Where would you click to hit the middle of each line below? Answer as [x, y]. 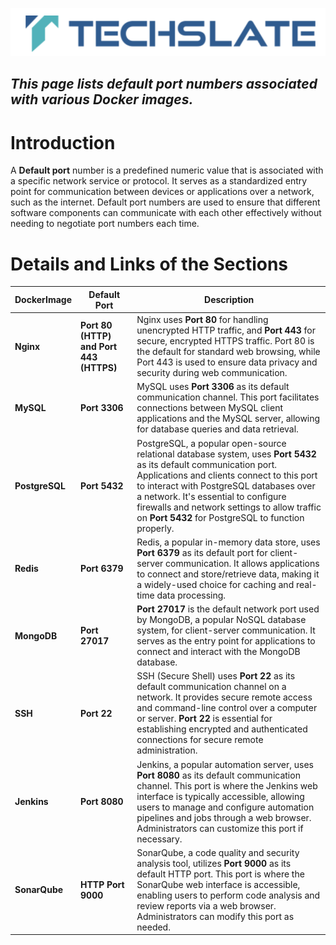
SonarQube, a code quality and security [218, 852]
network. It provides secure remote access [224, 697]
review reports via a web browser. [206, 905]
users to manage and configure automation [225, 807]
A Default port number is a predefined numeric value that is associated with [167, 170]
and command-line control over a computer [227, 708]
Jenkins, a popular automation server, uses [225, 764]
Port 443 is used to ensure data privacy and [227, 362]
